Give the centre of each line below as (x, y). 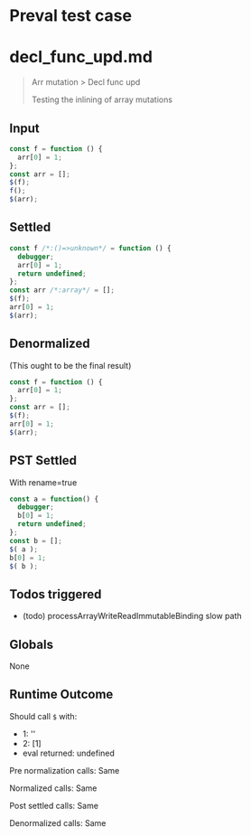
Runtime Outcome (61, 695)
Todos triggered (56, 594)
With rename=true (43, 482)
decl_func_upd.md (81, 57)
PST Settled (43, 460)
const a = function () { (54, 499)
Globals (32, 644)
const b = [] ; (36, 540)
